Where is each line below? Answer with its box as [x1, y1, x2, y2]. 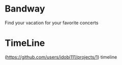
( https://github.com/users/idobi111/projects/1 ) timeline [5, 54, 117, 60]
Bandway [5, 3, 45, 15]
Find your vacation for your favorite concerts [5, 20, 99, 26]
